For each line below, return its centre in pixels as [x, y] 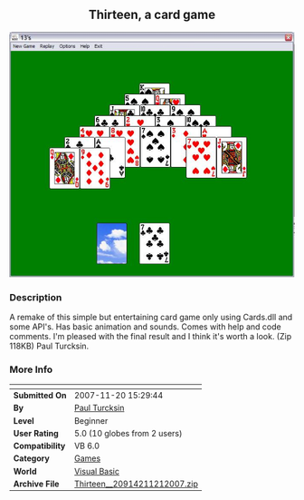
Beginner [91, 420]
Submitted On [40, 396]
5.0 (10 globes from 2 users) [128, 433]
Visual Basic [97, 471]
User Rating [36, 433]
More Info [31, 369]
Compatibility [39, 446]
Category [31, 458]
